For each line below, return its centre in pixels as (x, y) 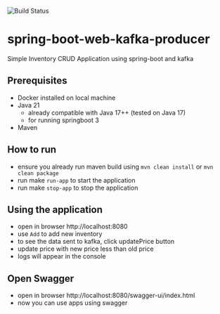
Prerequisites (37, 81)
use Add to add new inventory (60, 234)
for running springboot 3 (64, 120)
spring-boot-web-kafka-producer (109, 39)
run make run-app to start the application (76, 180)
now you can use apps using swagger (72, 303)
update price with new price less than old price (85, 249)
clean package (38, 173)
